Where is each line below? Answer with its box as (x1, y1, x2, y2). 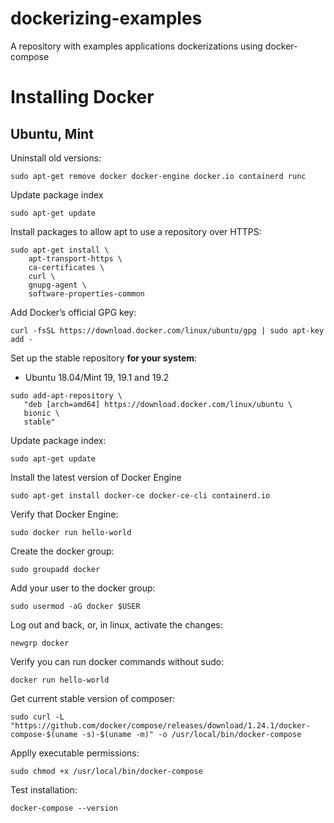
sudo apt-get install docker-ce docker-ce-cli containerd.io (10, 490, 271, 501)
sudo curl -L (10, 712, 65, 722)
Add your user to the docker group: (10, 582, 156, 594)
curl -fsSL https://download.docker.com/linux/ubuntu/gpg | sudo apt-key (10, 325, 325, 336)
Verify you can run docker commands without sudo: (10, 655, 225, 667)
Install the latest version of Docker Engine (10, 471, 182, 483)
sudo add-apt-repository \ (10, 390, 123, 401)
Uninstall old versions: (10, 152, 102, 164)
